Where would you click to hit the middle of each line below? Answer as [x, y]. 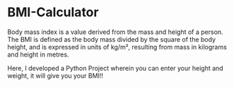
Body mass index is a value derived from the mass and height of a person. [116, 32]
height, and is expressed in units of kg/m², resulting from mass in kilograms [117, 47]
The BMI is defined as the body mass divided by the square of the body [112, 39]
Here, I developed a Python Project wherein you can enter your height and [116, 68]
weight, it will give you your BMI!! [55, 76]
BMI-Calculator [53, 12]
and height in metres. [38, 54]
